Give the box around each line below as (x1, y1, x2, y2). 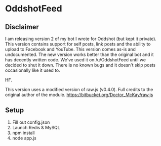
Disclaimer (5, 23, 39, 31)
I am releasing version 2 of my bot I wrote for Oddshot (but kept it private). (5, 36, 157, 42)
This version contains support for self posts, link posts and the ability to (5, 41, 151, 47)
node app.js (12, 135, 37, 141)
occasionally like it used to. (5, 67, 60, 73)
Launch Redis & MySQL (12, 124, 60, 130)
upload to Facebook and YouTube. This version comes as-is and (5, 47, 136, 52)
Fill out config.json (12, 119, 50, 125)
